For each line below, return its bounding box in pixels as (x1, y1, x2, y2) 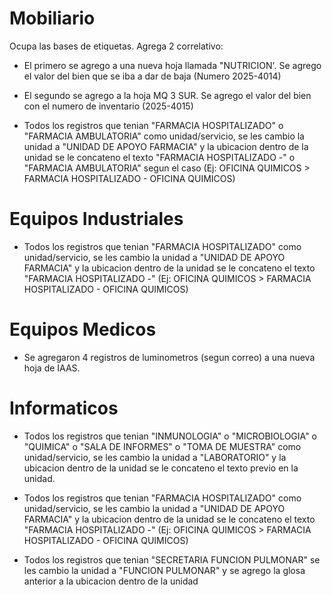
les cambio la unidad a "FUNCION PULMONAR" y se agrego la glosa (23, 564, 306, 576)
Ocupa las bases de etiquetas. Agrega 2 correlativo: (9, 40, 224, 52)
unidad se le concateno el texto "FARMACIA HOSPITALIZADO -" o (23, 151, 296, 163)
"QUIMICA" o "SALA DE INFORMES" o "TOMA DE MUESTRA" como (23, 440, 302, 452)
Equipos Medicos (9, 318, 157, 341)
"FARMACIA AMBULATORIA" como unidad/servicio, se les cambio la (23, 130, 305, 142)
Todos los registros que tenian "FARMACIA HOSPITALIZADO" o (23, 119, 284, 131)
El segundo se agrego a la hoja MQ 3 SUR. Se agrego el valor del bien (23, 89, 312, 101)
